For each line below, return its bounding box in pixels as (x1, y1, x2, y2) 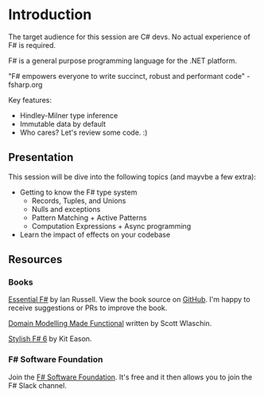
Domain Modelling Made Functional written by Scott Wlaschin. (8, 319, 212, 328)
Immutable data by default (19, 119, 106, 128)
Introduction (8, 6, 92, 24)
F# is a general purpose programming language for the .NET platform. (8, 56, 237, 65)
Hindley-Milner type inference (19, 110, 118, 120)
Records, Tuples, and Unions (31, 195, 126, 205)
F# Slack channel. (8, 380, 68, 390)
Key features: (8, 95, 52, 104)
